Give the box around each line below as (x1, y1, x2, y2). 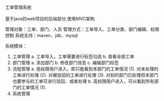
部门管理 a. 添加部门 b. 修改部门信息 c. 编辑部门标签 (12, 60, 119, 65)
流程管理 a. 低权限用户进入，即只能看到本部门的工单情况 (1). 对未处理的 (12, 66, 159, 72)
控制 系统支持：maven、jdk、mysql (5, 33, 78, 38)
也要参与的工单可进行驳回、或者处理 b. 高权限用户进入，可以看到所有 (12, 78, 155, 84)
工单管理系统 (5, 4, 31, 10)
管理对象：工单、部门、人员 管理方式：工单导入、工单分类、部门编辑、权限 (5, 26, 160, 32)
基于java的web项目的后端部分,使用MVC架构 (5, 16, 95, 21)
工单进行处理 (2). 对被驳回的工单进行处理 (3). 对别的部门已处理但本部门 (12, 72, 159, 78)
